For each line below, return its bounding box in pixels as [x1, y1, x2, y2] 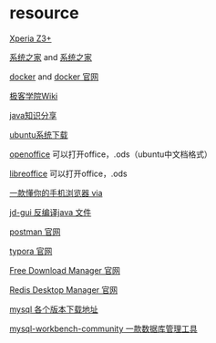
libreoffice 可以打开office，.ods [9, 168, 128, 179]
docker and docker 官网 [9, 71, 99, 82]
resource [9, 3, 79, 24]
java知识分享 [9, 109, 57, 120]
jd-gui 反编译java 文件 [9, 206, 92, 217]
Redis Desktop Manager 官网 [9, 284, 118, 295]
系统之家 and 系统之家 [9, 51, 93, 62]
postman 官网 [9, 226, 61, 237]
